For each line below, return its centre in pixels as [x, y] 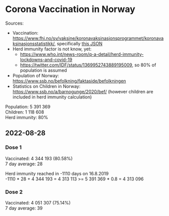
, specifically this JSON [78, 43]
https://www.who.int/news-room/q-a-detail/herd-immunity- [82, 54]
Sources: [15, 23]
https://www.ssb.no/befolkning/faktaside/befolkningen [69, 81]
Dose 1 [13, 148]
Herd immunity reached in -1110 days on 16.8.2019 [57, 173]
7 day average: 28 [24, 164]
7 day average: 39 [24, 208]
